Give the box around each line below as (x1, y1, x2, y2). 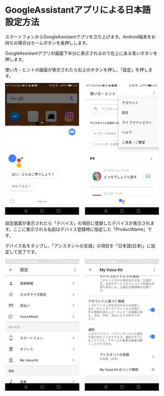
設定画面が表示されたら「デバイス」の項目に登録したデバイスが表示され (5, 220, 150, 226)
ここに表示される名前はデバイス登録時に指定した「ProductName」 (13, 226, 148, 232)
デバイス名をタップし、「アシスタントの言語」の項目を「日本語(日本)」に (5, 242, 151, 248)
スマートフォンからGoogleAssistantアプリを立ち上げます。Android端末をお (5, 34, 156, 40)
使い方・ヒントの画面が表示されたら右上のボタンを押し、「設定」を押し (5, 66, 148, 72)
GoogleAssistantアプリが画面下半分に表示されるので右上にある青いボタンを (5, 50, 158, 56)
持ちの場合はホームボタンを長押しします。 (5, 40, 90, 45)
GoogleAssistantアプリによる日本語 (5, 4, 151, 16)
